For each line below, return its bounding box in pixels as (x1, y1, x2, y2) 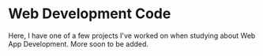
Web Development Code (8, 5, 171, 23)
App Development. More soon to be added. (8, 39, 148, 48)
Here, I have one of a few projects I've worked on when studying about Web (8, 31, 256, 40)
